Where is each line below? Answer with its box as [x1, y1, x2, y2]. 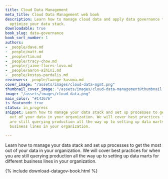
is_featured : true [5, 101, 43, 106]
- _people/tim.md [5, 54, 41, 59]
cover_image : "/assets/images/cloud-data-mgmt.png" [5, 82, 115, 87]
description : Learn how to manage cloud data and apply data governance [5, 17, 160, 22]
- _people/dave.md [5, 45, 43, 50]
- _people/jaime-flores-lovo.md [5, 63, 72, 68]
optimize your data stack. [9, 21, 66, 27]
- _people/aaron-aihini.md [5, 68, 61, 73]
